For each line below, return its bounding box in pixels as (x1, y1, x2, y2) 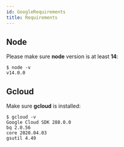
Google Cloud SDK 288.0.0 (6, 119, 71, 126)
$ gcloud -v (6, 114, 36, 120)
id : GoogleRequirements (6, 8, 66, 15)
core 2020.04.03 (6, 130, 47, 136)
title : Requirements (6, 15, 58, 21)
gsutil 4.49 (6, 136, 36, 142)
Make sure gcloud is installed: (6, 102, 81, 109)
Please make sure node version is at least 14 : (6, 53, 119, 60)
